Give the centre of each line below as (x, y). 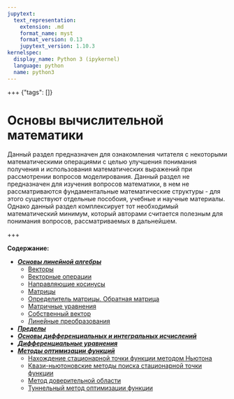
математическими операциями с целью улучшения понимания (102, 162)
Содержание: (28, 248)
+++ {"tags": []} (30, 92)
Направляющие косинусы (67, 284)
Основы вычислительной (86, 120)
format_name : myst (46, 33)
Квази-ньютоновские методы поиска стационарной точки (115, 366)
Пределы (32, 328)
